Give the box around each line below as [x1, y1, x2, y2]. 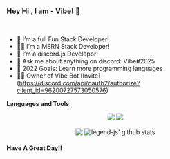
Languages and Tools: [6, 100, 72, 108]
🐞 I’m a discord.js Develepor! [16, 50, 98, 58]
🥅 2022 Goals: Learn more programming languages [16, 65, 163, 73]
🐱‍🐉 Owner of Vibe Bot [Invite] [16, 72, 101, 80]
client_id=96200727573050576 [16, 86, 106, 95]
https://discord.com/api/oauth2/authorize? [19, 79, 140, 87]
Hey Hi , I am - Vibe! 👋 [6, 6, 80, 16]
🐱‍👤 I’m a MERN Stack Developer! [16, 43, 110, 51]
